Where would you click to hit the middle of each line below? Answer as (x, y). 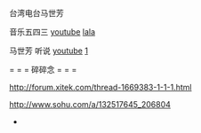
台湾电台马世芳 (36, 13)
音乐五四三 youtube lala (52, 32)
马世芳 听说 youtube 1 (49, 51)
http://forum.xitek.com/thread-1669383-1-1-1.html (100, 87)
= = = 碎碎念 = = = (43, 70)
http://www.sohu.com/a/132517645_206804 (90, 104)
